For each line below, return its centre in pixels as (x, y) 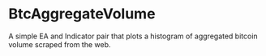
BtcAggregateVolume (82, 14)
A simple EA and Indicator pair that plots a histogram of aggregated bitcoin (133, 36)
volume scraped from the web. (60, 44)
